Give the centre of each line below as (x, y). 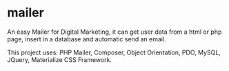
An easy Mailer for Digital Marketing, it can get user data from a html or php (114, 32)
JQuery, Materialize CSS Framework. (60, 59)
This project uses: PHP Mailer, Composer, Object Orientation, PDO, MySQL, (114, 52)
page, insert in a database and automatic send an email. (87, 39)
